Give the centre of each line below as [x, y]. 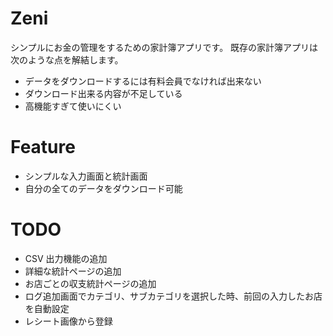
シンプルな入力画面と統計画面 [86, 176]
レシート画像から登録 [68, 321]
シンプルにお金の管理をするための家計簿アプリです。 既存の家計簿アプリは [164, 47]
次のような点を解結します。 [67, 59]
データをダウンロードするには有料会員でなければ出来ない [143, 81]
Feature [43, 147]
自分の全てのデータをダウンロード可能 [103, 188]
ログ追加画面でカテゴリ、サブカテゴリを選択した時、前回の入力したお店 [173, 296]
